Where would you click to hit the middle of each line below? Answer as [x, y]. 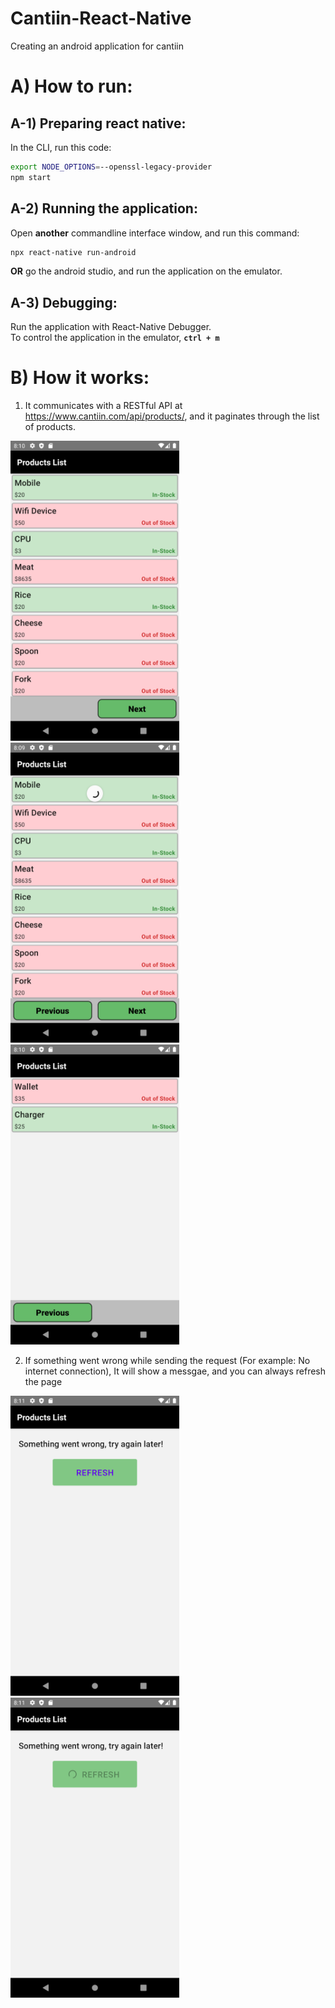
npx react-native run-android [73, 252]
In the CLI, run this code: [61, 147]
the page [43, 1382]
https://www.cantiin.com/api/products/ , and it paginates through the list [172, 416]
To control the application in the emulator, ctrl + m [115, 338]
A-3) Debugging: [64, 302]
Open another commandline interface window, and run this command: [155, 233]
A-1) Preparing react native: [98, 123]
